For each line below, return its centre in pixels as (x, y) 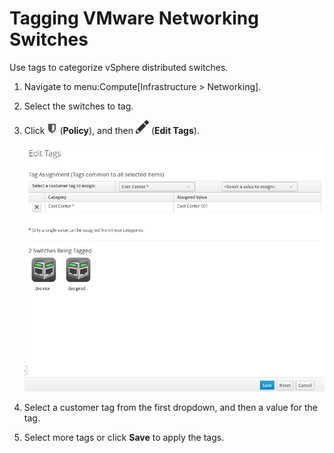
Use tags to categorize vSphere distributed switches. (119, 67)
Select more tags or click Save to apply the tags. (124, 437)
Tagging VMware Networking (134, 18)
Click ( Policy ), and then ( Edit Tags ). (111, 130)
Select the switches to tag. (78, 106)
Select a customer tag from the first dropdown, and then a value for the (170, 407)
